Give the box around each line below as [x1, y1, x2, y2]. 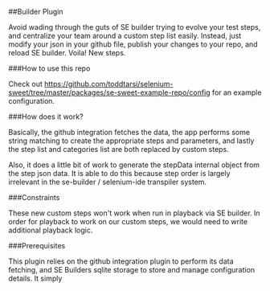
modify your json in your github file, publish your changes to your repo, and [8, 39, 259, 49]
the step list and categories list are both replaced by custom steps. [8, 145, 229, 154]
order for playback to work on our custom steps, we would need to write [8, 217, 247, 226]
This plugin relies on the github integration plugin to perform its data [8, 256, 235, 266]
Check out [8, 80, 43, 88]
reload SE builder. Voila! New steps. [8, 48, 126, 57]
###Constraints [8, 193, 60, 202]
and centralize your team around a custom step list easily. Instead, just [8, 31, 242, 40]
